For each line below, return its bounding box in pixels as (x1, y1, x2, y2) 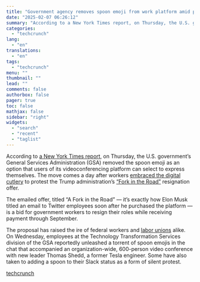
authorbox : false (6, 92, 49, 98)
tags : (6, 58, 20, 64)
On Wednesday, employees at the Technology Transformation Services (6, 233, 181, 240)
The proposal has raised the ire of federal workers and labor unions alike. (6, 226, 186, 233)
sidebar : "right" (6, 114, 49, 120)
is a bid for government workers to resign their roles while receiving (6, 208, 172, 215)
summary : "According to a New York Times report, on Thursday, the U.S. (6, 20, 190, 26)
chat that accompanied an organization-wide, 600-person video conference (6, 245, 193, 252)
